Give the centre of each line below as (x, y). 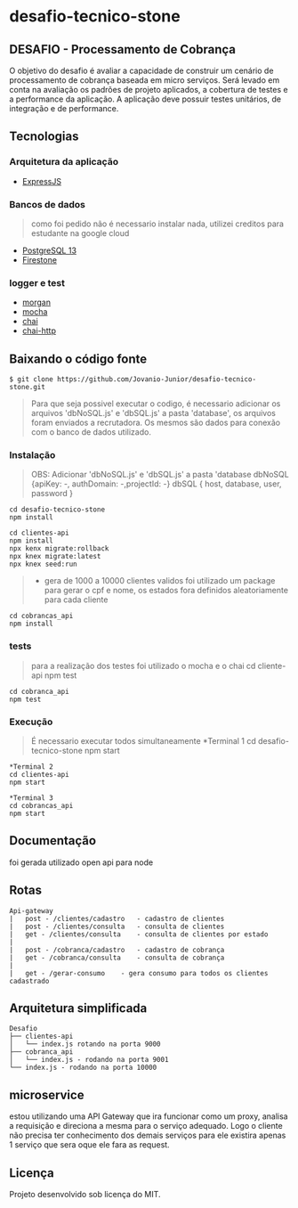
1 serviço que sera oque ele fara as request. (90, 1145)
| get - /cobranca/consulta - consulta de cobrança (117, 958)
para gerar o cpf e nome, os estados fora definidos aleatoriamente (166, 591)
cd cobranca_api (39, 691)
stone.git (28, 388)
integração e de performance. (64, 108)
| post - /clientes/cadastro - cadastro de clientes (117, 918)
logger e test (37, 282)
